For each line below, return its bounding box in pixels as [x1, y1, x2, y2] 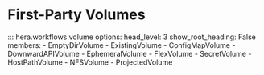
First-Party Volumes [7, 6, 146, 24]
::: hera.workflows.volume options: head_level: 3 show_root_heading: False [7, 32, 257, 41]
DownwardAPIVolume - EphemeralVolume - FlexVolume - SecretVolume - [7, 49, 252, 58]
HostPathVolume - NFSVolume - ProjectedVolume [7, 57, 173, 67]
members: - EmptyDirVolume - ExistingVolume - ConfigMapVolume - [7, 40, 236, 49]
